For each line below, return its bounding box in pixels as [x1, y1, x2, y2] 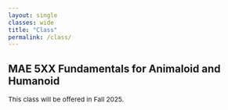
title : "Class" [8, 26, 58, 34]
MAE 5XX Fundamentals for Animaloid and [8, 62, 221, 75]
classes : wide [8, 19, 55, 27]
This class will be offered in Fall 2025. [8, 95, 124, 104]
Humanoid [8, 74, 60, 87]
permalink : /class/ [8, 33, 72, 41]
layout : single [8, 11, 58, 20]
